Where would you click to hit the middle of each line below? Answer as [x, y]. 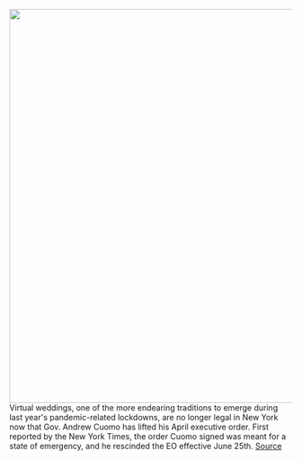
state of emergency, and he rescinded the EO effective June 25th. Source [146, 446]
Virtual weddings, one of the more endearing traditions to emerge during [144, 408]
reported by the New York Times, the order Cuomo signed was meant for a [148, 436]
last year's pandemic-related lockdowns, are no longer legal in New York [144, 417]
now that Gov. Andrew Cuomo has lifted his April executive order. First [139, 427]
